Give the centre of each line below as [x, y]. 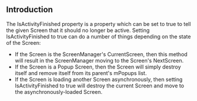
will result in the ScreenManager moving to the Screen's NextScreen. [99, 60]
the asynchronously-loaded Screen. [58, 92]
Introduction [30, 10]
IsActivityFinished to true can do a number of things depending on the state [99, 36]
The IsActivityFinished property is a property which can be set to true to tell [99, 24]
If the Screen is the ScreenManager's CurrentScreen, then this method [101, 54]
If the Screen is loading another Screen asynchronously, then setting [99, 79]
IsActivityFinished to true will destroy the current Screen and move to [99, 86]
